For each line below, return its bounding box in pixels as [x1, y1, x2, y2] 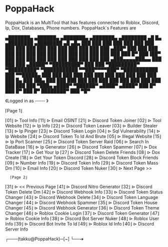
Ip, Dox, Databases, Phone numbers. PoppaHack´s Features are [5, 24, 136, 30]
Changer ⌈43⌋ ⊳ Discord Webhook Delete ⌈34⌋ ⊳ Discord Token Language [5, 194, 158, 200]
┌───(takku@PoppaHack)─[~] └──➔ [5, 235, 84, 241]
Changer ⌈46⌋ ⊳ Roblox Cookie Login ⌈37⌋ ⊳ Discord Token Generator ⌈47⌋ [5, 210, 159, 216]
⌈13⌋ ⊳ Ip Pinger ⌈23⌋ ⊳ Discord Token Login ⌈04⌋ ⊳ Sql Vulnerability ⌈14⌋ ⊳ [5, 128, 160, 134]
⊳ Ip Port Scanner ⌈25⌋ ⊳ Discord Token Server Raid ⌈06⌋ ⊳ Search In [5, 138, 149, 144]
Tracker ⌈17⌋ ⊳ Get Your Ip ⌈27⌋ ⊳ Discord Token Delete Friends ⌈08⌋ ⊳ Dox [5, 149, 160, 155]
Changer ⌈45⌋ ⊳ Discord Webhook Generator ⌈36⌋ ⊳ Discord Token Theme [5, 204, 159, 210]
